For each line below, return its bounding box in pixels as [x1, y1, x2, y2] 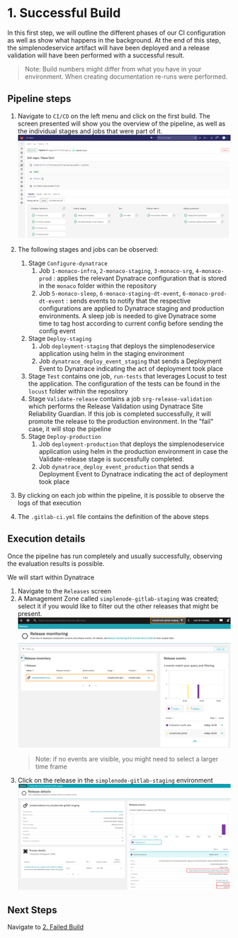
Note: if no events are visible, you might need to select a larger [35, 755, 218, 764]
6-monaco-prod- [182, 291, 227, 298]
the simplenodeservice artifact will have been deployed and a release [7, 43, 210, 52]
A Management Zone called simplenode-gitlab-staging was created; [17, 594, 220, 603]
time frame [35, 762, 67, 771]
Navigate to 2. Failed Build [7, 923, 84, 932]
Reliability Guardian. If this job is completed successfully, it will [28, 410, 211, 418]
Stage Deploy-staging [28, 335, 92, 343]
